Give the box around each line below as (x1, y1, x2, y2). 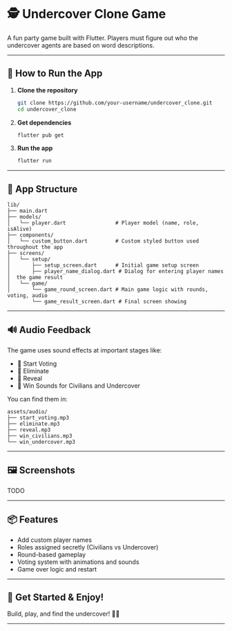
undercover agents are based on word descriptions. (7, 41, 155, 49)
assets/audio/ (7, 408, 48, 415)
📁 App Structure (7, 183, 78, 195)
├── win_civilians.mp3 (7, 432, 72, 440)
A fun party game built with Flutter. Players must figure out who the (7, 33, 198, 42)
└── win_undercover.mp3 (7, 438, 76, 445)
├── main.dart (7, 207, 48, 215)
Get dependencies (17, 118, 72, 126)
